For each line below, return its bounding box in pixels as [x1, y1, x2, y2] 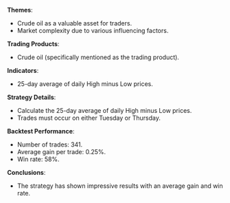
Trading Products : [7, 40, 60, 47]
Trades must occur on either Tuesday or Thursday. [16, 114, 161, 122]
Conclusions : [7, 169, 46, 176]
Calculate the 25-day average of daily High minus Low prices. [16, 107, 192, 114]
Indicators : [7, 67, 39, 74]
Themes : [7, 6, 33, 14]
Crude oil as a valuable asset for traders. [16, 19, 133, 27]
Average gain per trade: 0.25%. [16, 148, 106, 156]
